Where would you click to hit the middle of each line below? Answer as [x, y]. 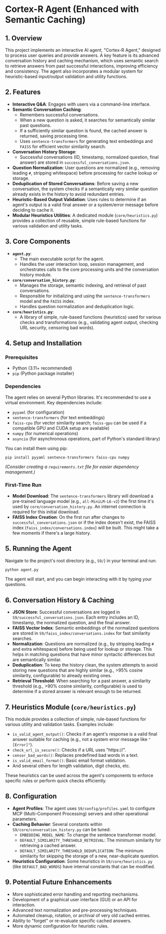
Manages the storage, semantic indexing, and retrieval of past [83, 285]
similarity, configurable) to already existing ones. [62, 676]
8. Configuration [31, 796]
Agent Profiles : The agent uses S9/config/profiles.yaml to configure [83, 808]
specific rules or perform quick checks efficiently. [56, 781]
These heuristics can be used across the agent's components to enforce [79, 776]
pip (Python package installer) [43, 373]
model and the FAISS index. [47, 301]
